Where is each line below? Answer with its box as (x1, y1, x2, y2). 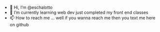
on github (9, 22, 29, 27)
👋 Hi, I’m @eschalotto (9, 5, 53, 10)
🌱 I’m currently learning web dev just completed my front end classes (9, 10, 149, 15)
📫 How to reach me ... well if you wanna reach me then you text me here (9, 15, 156, 21)
